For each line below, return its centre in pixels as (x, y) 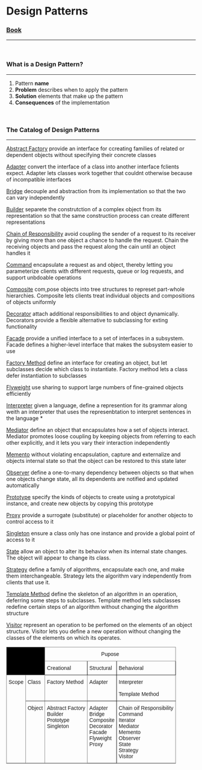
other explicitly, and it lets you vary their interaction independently (88, 443)
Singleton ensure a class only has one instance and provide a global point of (101, 533)
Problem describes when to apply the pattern (71, 89)
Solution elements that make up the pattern (69, 96)
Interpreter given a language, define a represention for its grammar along (97, 406)
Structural (101, 668)
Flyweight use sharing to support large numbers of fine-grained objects (95, 387)
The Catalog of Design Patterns (53, 130)
